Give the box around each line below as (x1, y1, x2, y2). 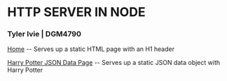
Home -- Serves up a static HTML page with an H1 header (7, 45, 175, 53)
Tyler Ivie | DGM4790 (7, 29, 82, 39)
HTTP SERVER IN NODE (7, 4, 146, 20)
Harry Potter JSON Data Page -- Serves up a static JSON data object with (7, 59, 221, 67)
